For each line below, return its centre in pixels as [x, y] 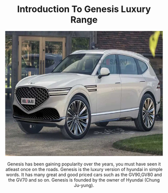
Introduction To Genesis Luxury [84, 9]
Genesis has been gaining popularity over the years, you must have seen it [84, 164]
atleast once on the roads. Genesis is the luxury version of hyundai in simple [84, 169]
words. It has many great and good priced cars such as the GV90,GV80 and [84, 174]
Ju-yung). [84, 185]
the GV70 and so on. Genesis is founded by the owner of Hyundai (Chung [84, 180]
